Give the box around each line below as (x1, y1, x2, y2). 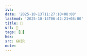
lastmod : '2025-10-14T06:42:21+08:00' (5, 16, 84, 21)
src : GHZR (5, 39, 25, 44)
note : (5, 43, 16, 48)
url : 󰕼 (5, 25, 18, 30)
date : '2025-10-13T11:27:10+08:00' (5, 12, 77, 17)
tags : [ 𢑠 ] (5, 30, 25, 35)
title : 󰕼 (5, 20, 23, 26)
